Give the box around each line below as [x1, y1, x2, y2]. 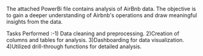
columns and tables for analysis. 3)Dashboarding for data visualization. [6, 37, 184, 43]
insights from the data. [6, 18, 63, 25]
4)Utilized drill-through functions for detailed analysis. [6, 43, 142, 50]
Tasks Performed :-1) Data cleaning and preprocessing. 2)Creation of [6, 30, 179, 37]
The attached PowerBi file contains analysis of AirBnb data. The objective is [6, 5, 196, 12]
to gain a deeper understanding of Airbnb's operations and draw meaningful [6, 12, 198, 19]
